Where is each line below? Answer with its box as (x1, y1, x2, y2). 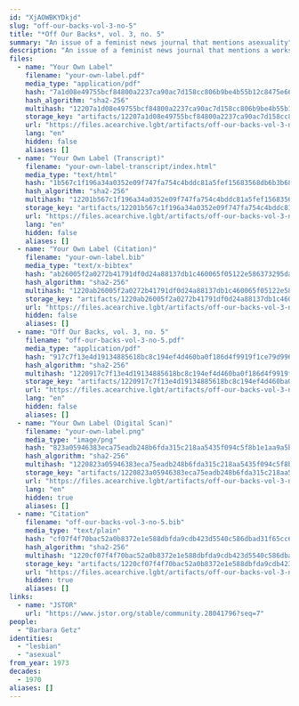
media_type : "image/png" (25, 435, 117, 444)
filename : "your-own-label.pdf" (25, 71, 145, 80)
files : (9, 54, 34, 63)
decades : (9, 667, 42, 676)
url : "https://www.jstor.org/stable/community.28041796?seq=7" (25, 609, 265, 618)
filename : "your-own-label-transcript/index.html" (25, 162, 217, 171)
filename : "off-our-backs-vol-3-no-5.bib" (25, 518, 185, 527)
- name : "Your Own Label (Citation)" (17, 245, 158, 254)
